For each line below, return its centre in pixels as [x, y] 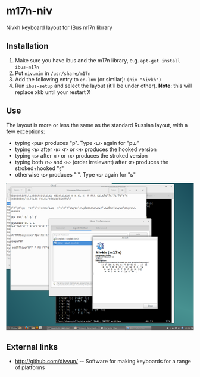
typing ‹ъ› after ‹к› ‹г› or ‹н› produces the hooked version [85, 149]
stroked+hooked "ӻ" [39, 168]
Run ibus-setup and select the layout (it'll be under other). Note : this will [103, 86]
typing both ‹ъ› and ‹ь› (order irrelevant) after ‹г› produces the [91, 162]
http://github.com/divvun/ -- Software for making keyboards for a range [103, 362]
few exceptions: [26, 131]
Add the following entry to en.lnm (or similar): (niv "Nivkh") [88, 79]
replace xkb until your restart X [53, 92]
